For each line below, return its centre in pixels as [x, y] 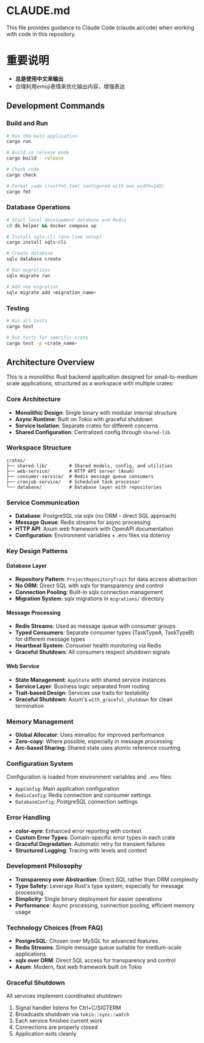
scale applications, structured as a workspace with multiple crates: [90, 383]
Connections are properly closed [56, 1027]
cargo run [19, 142]
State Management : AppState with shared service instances [90, 680]
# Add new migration [33, 287]
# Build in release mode [38, 153]
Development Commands [56, 106]
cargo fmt [19, 192]
